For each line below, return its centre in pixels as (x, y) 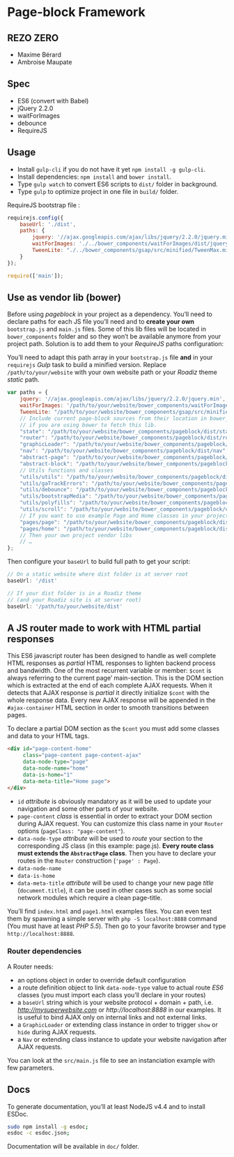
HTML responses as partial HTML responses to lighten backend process (111, 663)
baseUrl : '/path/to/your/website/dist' (65, 606)
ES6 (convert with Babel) (53, 100)
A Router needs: (30, 966)
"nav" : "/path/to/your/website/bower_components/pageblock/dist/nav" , (124, 451)
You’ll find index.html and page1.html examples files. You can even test (109, 911)
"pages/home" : (40, 529)
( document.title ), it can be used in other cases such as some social (115, 890)
